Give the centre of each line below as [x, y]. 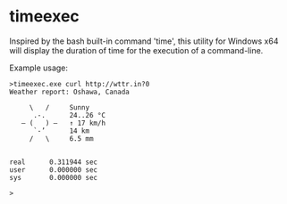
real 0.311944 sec [54, 162]
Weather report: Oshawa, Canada [69, 92]
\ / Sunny [59, 107]
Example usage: [39, 68]
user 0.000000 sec [54, 170]
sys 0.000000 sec [54, 177]
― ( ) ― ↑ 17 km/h [63, 123]
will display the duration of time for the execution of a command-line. [136, 50]
